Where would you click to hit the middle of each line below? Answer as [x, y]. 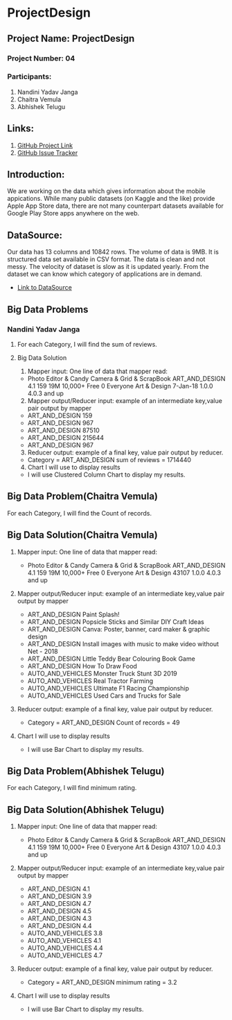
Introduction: [36, 174]
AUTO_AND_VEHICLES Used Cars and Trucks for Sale [104, 696]
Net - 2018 [43, 651]
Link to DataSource [45, 288]
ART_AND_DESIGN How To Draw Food [82, 666]
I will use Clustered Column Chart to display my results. [106, 475]
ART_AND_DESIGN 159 [60, 416]
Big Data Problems [48, 310]
